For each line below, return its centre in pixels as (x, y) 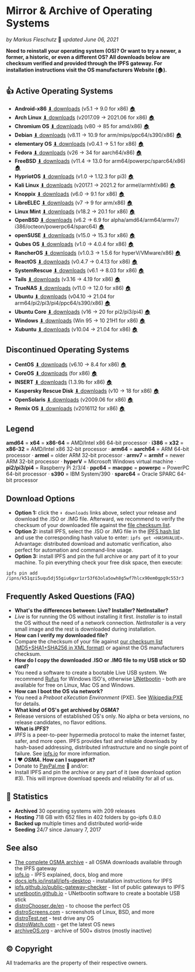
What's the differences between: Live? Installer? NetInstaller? (91, 610)
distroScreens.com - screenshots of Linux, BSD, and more (84, 912)
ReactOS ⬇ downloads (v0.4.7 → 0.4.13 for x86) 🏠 (76, 261)
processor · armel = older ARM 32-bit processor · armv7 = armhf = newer (95, 456)
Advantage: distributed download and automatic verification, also (93, 544)
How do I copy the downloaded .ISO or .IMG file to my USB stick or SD (100, 660)
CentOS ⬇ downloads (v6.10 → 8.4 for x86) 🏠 (70, 364)
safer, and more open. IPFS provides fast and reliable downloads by (96, 741)
